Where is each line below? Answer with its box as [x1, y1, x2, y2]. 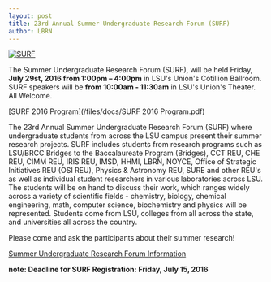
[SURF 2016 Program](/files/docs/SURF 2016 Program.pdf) [8, 106, 205, 116]
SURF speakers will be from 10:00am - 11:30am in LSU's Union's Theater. [8, 82, 256, 92]
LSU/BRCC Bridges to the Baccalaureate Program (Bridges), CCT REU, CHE [8, 148, 260, 158]
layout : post [8, 11, 53, 20]
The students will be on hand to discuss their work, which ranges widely [8, 183, 250, 193]
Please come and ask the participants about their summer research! [8, 233, 235, 243]
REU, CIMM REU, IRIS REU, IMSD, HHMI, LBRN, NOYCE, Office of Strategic [8, 157, 257, 167]
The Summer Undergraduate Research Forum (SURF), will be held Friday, [8, 65, 253, 75]
